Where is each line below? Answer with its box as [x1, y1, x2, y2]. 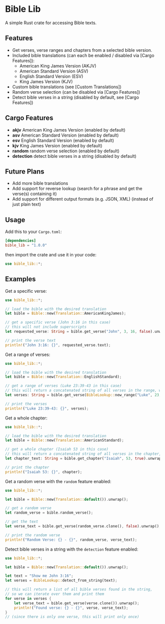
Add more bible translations [12, 180, 69, 186]
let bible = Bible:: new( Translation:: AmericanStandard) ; [5, 438, 124, 443]
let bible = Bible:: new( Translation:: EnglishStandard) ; [5, 375, 122, 380]
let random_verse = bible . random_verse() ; [5, 510, 93, 516]
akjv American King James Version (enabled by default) [12, 127, 126, 133]
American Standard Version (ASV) [19, 68, 88, 74]
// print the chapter [5, 465, 50, 470]
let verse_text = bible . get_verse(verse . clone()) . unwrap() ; [14, 600, 139, 606]
